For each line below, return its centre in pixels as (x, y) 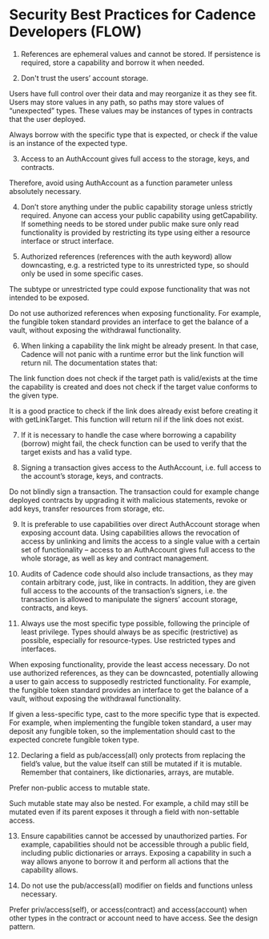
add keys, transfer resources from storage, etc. (87, 508)
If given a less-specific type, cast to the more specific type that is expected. (135, 714)
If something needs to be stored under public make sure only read (130, 224)
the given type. (34, 395)
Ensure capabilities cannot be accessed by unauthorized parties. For (134, 836)
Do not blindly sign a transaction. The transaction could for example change (134, 492)
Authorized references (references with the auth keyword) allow (126, 256)
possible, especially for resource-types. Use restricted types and (128, 640)
